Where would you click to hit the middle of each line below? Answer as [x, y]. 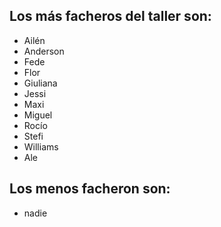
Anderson [44, 51]
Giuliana [40, 83]
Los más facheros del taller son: [110, 16]
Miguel [38, 115]
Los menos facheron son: [90, 189]
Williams [41, 146]
